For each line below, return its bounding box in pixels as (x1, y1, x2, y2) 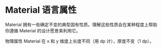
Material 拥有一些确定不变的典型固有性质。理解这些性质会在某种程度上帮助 (5, 22, 158, 27)
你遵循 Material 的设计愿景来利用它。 (5, 27, 81, 33)
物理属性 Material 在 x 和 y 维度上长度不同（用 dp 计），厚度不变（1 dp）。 (5, 38, 155, 44)
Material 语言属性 (5, 4, 77, 16)
